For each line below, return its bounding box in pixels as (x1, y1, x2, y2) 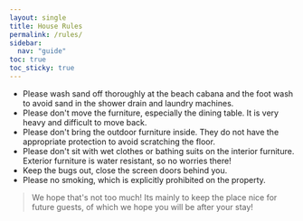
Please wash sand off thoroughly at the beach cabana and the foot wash (22, 87, 294, 99)
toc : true (9, 55, 47, 64)
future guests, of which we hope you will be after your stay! (31, 201, 253, 212)
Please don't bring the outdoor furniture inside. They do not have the (22, 126, 279, 137)
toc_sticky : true (9, 64, 75, 73)
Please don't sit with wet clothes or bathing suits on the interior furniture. (22, 145, 295, 156)
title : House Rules (9, 22, 83, 31)
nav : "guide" (17, 47, 67, 56)
